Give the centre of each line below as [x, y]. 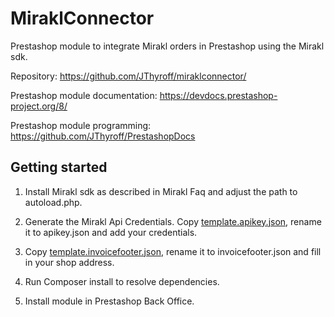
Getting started [59, 167]
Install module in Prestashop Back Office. [109, 301]
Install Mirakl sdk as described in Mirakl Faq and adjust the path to [161, 191]
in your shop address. [69, 262]
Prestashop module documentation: [84, 95]
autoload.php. [53, 202]
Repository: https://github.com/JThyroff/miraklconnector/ [128, 76]
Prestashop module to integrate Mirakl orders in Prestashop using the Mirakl [167, 46]
